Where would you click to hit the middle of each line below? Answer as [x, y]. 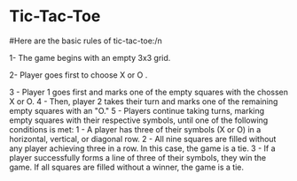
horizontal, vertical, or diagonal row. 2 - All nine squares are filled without [143, 139]
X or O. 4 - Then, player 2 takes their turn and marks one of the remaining [144, 101]
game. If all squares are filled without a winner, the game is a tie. [127, 167]
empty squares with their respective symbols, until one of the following [139, 120]
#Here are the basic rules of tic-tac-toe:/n [86, 41]
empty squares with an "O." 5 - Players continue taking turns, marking [137, 110]
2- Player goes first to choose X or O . [78, 75]
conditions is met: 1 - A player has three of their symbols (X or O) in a [135, 129]
